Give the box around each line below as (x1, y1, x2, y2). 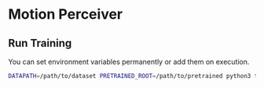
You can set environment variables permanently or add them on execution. (8, 57, 250, 66)
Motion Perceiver (8, 5, 123, 23)
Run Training (8, 37, 72, 50)
